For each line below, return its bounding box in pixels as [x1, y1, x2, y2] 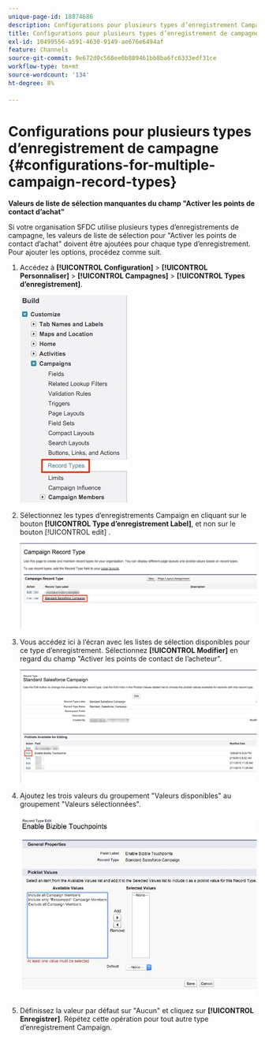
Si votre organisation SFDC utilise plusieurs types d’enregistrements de [8, 222, 239, 232]
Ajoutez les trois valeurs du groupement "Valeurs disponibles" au [19, 791, 232, 800]
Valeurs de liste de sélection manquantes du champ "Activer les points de [8, 199, 255, 208]
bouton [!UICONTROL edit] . [19, 527, 111, 537]
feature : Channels [8, 46, 69, 54]
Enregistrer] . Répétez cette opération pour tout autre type [19, 1014, 209, 1023]
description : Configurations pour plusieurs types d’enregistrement [8, 21, 238, 29]
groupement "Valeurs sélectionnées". [19, 800, 141, 809]
